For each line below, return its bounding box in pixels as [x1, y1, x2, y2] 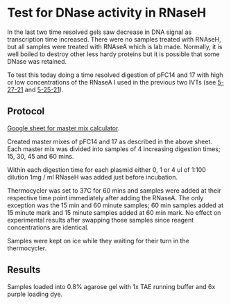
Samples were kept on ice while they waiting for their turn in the [7, 236, 189, 245]
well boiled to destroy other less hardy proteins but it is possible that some [7, 50, 220, 58]
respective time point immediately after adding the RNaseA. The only [7, 193, 204, 202]
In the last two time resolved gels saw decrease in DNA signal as [7, 28, 192, 36]
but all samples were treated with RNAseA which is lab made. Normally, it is [7, 42, 223, 51]
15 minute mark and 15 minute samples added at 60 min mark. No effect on [7, 208, 221, 216]
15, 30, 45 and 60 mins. [7, 152, 74, 160]
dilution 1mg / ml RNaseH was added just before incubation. [7, 173, 178, 181]
